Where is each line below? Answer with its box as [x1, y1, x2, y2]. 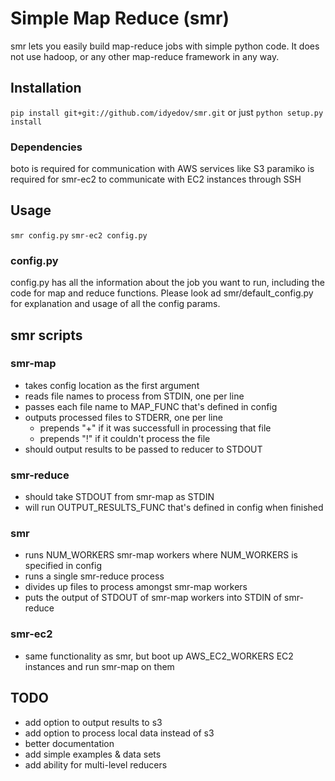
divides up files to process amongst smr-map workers [24, 581, 248, 593]
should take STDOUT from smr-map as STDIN [24, 491, 215, 503]
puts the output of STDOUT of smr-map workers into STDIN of [24, 592, 283, 604]
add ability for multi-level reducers [24, 758, 168, 771]
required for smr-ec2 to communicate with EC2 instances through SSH [10, 173, 302, 186]
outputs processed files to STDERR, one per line [24, 411, 223, 423]
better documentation [24, 737, 115, 749]
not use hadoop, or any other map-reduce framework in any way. [10, 50, 280, 62]
